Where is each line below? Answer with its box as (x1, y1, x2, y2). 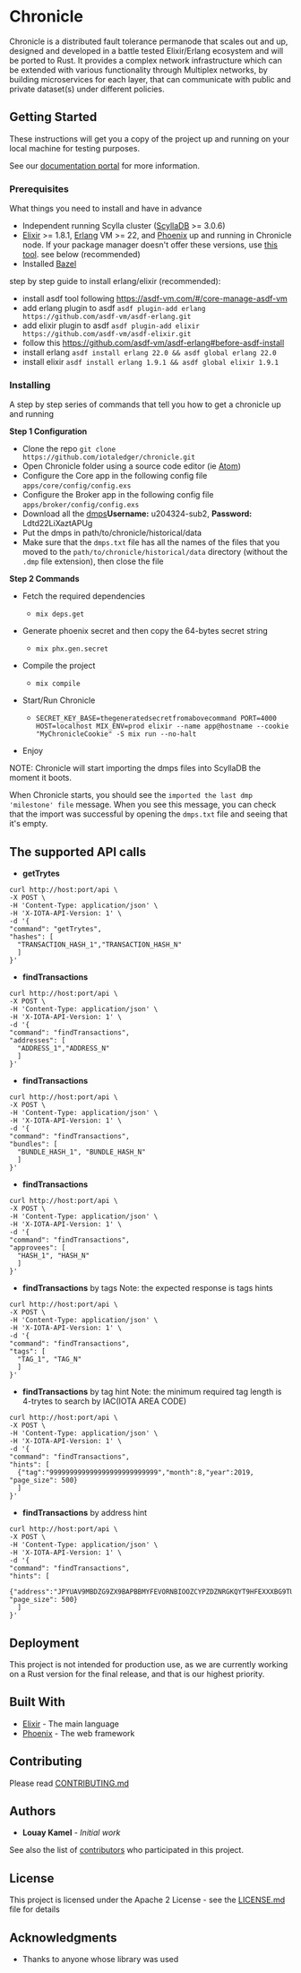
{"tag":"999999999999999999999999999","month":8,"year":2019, (17, 1468, 254, 1477)
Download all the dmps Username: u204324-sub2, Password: (21, 508, 253, 519)
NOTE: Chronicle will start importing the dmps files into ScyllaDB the (9, 763, 262, 774)
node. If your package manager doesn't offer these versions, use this (21, 239, 278, 250)
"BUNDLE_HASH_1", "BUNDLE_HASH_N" (17, 1147, 146, 1157)
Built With (9, 1694, 65, 1709)
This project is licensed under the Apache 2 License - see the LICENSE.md (9, 1894, 285, 1906)
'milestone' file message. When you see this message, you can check (9, 800, 277, 810)
